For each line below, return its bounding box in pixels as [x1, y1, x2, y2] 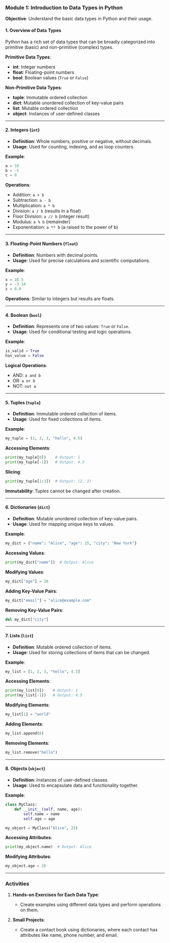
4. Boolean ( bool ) [5, 312, 42, 318]
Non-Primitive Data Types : [5, 84, 62, 91]
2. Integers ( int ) [5, 127, 40, 133]
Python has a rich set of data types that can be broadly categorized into [5, 39, 155, 45]
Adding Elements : [5, 721, 44, 727]
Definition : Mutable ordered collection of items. [12, 644, 112, 650]
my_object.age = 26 [5, 864, 47, 869]
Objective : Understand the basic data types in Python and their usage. [5, 16, 153, 22]
